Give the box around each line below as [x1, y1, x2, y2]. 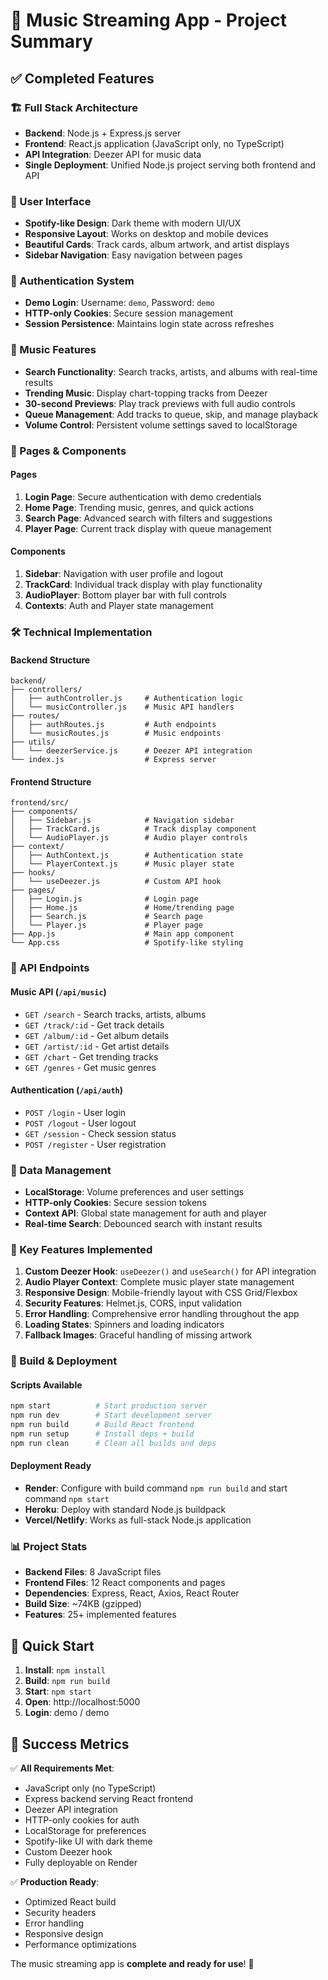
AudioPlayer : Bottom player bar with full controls [24, 589, 227, 601]
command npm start [24, 1493, 110, 1505]
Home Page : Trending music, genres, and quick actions [24, 501, 255, 513]
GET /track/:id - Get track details [24, 1019, 165, 1031]
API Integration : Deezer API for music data [24, 148, 202, 160]
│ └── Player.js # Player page [10, 920, 203, 931]
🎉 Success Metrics [10, 1735, 130, 1753]
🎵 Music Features [10, 343, 97, 357]
